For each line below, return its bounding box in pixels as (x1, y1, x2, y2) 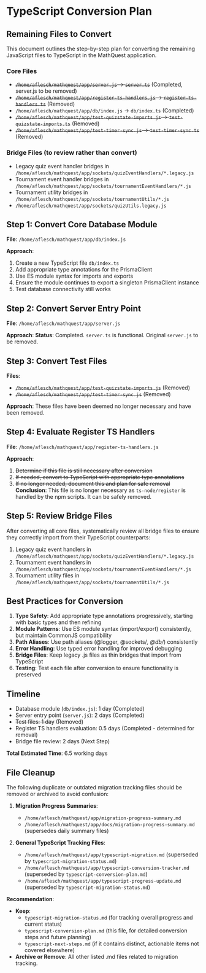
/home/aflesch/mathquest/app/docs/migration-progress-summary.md (24, 822, 195, 828)
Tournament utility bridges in (15, 189, 88, 196)
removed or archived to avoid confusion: (6, 791, 109, 798)
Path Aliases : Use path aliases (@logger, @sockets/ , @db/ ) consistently (15, 638, 198, 646)
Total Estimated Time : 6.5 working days (6, 749, 108, 757)
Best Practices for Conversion (6, 596, 124, 606)
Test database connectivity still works (15, 286, 112, 293)
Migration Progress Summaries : (15, 802, 98, 810)
